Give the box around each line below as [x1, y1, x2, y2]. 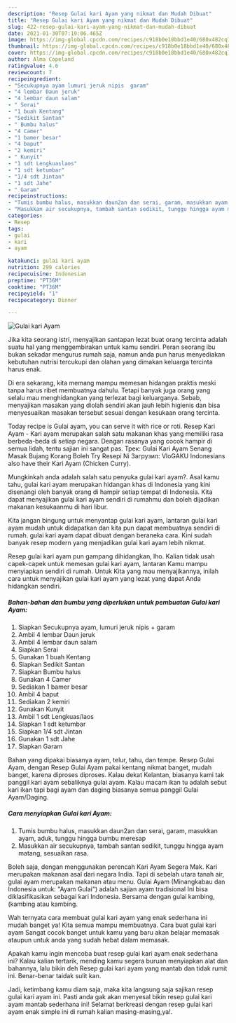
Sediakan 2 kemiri [18, 698, 70, 706]
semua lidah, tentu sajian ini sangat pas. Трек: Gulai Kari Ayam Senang [8, 444, 212, 453]
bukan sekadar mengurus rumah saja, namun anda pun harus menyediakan [8, 350, 225, 359]
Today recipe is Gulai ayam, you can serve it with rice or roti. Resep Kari [8, 422, 216, 431]
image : [8, 36, 27, 43]
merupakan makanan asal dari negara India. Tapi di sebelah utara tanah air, [8, 870, 225, 879]
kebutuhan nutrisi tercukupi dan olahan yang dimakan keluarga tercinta [8, 358, 213, 366]
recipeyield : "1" [8, 290, 59, 297]
